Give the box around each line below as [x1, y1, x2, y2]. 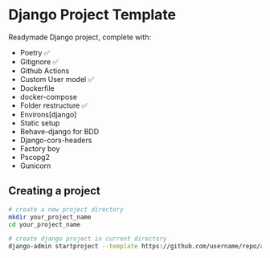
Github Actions [19, 66, 70, 76]
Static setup [19, 118, 60, 128]
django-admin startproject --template [8, 243, 138, 251]
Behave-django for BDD [19, 126, 100, 136]
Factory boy [19, 143, 60, 154]
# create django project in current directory [8, 235, 167, 243]
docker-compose [19, 92, 78, 101]
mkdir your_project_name [8, 213, 92, 221]
